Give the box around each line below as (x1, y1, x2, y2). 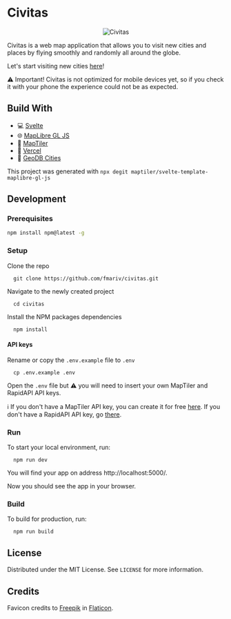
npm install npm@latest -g (7, 229, 85, 236)
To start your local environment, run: (7, 444, 111, 452)
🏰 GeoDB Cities (17, 153, 61, 162)
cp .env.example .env (13, 369, 76, 376)
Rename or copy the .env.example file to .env (7, 356, 135, 364)
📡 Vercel (17, 146, 41, 155)
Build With (7, 102, 53, 115)
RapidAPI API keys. (7, 388, 61, 397)
